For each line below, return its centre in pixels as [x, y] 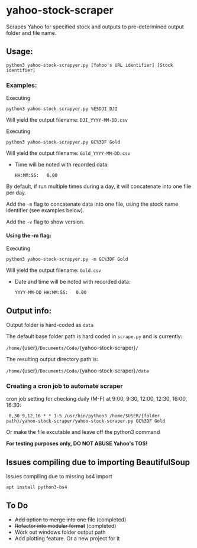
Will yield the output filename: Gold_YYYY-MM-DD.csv [68, 153]
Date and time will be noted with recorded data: [72, 282]
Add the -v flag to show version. [45, 222]
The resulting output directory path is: [52, 359]
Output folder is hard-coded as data [50, 325]
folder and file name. [31, 33]
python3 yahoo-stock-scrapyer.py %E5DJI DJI [62, 109]
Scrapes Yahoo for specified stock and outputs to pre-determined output [95, 27]
